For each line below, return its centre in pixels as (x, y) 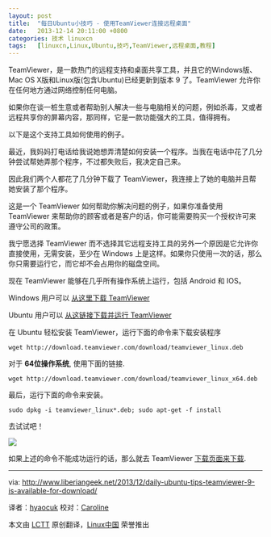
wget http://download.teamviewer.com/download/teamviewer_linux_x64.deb (133, 379)
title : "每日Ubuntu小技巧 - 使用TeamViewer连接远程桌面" (100, 23)
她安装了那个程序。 (40, 189)
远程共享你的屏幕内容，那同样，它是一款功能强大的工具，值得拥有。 (121, 117)
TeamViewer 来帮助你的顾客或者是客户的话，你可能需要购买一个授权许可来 (132, 216)
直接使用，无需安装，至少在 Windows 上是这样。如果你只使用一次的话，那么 (135, 254)
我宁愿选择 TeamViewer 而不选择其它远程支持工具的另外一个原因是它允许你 (133, 244)
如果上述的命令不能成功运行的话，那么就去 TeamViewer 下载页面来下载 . (127, 459)
